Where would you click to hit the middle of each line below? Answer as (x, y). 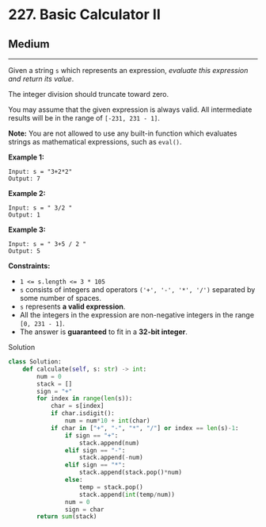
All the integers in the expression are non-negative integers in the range (137, 315)
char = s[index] (77, 406)
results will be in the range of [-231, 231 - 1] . (84, 118)
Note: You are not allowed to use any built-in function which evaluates (123, 133)
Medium (29, 44)
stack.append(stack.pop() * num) (130, 473)
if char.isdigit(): (82, 414)
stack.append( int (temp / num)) (127, 494)
